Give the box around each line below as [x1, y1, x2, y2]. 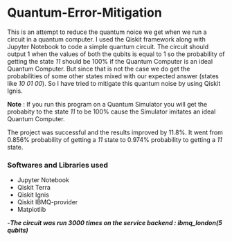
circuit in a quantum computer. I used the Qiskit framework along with [7, 35, 206, 43]
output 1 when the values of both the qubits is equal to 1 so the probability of [7, 50, 225, 58]
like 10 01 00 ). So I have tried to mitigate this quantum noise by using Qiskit [7, 79, 221, 87]
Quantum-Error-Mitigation [7, 5, 163, 21]
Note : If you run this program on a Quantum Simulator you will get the [7, 100, 208, 108]
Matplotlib [17, 206, 46, 214]
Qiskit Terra [17, 184, 51, 192]
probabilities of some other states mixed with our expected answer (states [7, 71, 220, 80]
